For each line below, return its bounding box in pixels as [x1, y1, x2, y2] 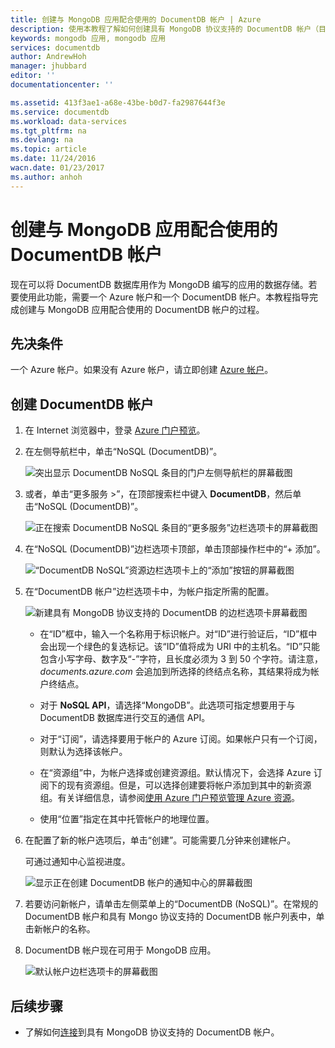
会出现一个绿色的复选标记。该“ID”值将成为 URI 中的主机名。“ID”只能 [39, 641, 321, 653]
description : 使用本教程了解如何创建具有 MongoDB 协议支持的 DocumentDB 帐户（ [10, 24, 320, 34]
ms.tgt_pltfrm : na [10, 126, 87, 136]
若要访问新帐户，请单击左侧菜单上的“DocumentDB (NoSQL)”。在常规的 [24, 898, 319, 910]
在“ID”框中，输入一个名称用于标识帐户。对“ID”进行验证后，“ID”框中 [39, 628, 318, 640]
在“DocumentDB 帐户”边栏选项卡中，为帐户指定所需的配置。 [24, 586, 275, 598]
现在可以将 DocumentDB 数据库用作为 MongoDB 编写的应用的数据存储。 [10, 278, 309, 290]
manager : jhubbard [10, 61, 87, 71]
